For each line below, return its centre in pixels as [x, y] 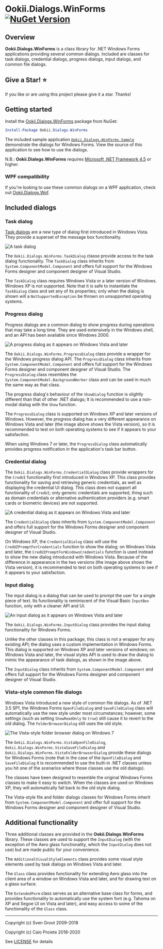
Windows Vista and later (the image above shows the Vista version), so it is [80, 424]
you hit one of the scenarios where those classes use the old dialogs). [75, 768]
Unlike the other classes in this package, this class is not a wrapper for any [80, 639]
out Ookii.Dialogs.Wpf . [27, 192]
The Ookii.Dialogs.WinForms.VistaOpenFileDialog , [56, 742]
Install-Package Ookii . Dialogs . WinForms [47, 130]
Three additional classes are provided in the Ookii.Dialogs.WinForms [74, 834]
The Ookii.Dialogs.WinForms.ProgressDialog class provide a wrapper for [78, 354]
